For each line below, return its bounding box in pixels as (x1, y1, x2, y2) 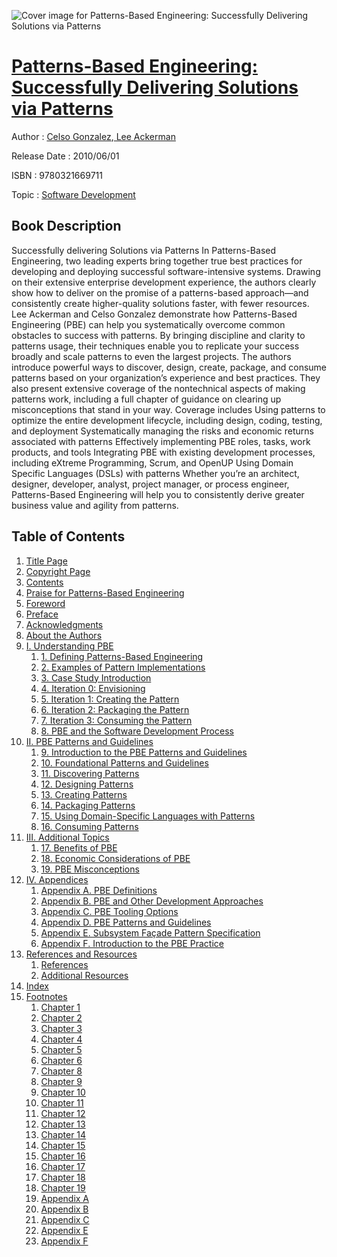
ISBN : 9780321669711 (11, 169, 103, 181)
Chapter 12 (40, 1107, 86, 1119)
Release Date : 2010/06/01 (11, 150, 120, 162)
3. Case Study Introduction (40, 671, 152, 684)
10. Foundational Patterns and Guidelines (40, 756, 209, 769)
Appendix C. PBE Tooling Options (40, 905, 179, 917)
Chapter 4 (40, 1033, 83, 1045)
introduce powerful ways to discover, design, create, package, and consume (11, 361, 328, 373)
